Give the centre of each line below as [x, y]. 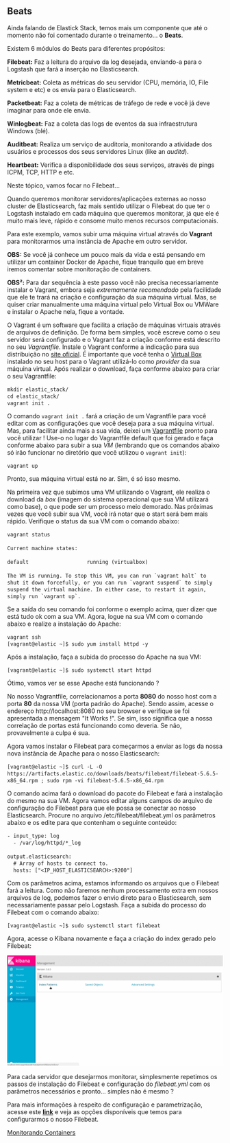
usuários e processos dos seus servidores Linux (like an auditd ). [98, 151]
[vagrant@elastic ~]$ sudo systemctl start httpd [79, 670]
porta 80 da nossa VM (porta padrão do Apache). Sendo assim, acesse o [111, 703]
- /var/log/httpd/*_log [47, 843]
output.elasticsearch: [39, 857]
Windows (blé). [28, 131]
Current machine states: [42, 548]
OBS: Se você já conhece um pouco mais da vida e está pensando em [106, 254]
